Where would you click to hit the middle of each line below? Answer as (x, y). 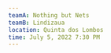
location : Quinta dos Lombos (56, 30)
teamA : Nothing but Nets (49, 15)
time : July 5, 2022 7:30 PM (54, 37)
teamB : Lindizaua (37, 23)
